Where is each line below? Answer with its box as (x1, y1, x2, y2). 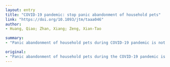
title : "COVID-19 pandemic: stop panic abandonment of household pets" (5, 12, 161, 17)
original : (5, 49, 27, 54)
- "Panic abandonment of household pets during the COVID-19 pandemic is (5, 54, 166, 59)
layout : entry (5, 7, 36, 13)
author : (5, 21, 22, 27)
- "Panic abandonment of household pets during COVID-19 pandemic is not (5, 40, 166, 46)
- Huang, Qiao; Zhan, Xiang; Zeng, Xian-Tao (5, 26, 102, 31)
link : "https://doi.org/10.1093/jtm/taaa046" (5, 17, 104, 22)
